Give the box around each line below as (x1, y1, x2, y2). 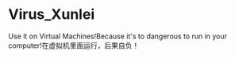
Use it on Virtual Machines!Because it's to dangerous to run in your (8, 31, 228, 41)
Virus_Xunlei (8, 5, 95, 24)
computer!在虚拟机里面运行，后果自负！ (8, 41, 140, 50)
